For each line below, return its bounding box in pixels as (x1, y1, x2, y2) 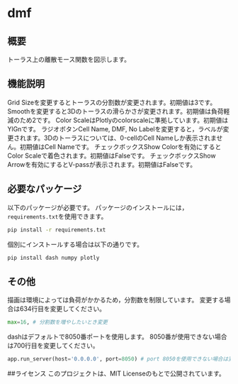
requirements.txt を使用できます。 (7, 212, 108, 221)
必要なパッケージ (7, 183, 82, 195)
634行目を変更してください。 (19, 305, 106, 313)
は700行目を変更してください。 (7, 341, 99, 350)
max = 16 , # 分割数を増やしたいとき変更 (7, 319, 108, 326)
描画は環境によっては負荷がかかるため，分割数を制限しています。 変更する (7, 296, 225, 305)
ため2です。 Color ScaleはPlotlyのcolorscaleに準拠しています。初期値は (19, 116, 229, 124)
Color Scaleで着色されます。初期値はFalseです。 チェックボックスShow (7, 151, 216, 160)
